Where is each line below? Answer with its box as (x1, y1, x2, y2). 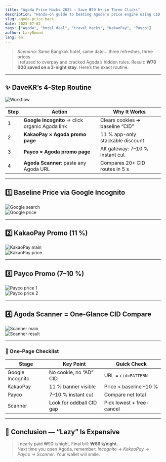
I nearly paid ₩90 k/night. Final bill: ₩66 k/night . (17, 441, 118, 447)
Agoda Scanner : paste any (23, 159, 86, 166)
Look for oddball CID (49, 400, 97, 406)
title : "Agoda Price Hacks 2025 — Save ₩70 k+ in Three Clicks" (5, 7, 140, 12)
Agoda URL (23, 166, 50, 173)
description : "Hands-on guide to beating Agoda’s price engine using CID (5, 12, 161, 17)
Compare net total (104, 391, 146, 398)
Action (51, 108, 68, 115)
